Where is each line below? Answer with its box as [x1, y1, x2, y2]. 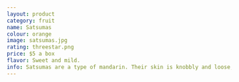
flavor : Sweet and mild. [6, 57, 81, 64]
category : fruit [6, 17, 55, 24]
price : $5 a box [6, 51, 55, 58]
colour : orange [6, 30, 52, 38]
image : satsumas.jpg [6, 37, 68, 44]
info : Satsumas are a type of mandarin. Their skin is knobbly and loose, [6, 63, 234, 71]
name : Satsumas [6, 24, 52, 31]
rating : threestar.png [6, 43, 74, 51]
